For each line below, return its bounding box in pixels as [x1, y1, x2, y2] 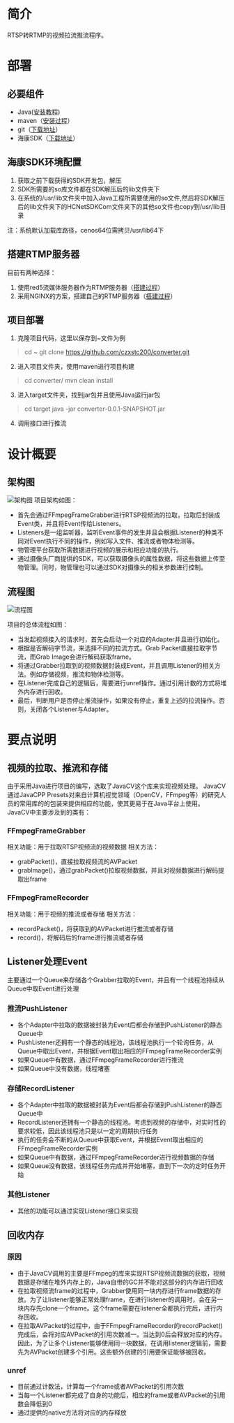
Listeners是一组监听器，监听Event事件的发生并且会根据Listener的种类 [17, 528, 218, 537]
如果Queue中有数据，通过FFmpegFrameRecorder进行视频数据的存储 [17, 1153, 214, 1162]
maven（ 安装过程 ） [17, 116, 74, 124]
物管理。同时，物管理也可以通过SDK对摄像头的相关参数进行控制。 [17, 563, 208, 571]
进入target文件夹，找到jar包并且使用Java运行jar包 [17, 391, 161, 399]
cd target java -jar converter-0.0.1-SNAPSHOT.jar [24, 404, 166, 413]
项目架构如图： [33, 496, 77, 504]
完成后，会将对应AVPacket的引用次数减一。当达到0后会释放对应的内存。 [17, 1330, 226, 1338]
